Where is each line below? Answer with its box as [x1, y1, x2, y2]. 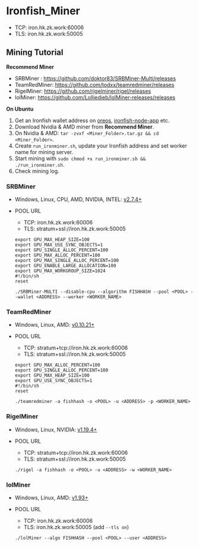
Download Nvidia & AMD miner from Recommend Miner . [14, 123, 154, 130]
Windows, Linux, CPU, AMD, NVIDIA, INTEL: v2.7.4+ [14, 196, 142, 203]
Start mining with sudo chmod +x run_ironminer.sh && [14, 155, 146, 162]
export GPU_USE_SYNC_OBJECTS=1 [14, 378, 93, 384]
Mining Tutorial [6, 48, 64, 58]
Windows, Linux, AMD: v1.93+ [14, 494, 89, 501]
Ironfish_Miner [6, 4, 80, 18]
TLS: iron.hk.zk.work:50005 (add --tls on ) [23, 523, 129, 530]
